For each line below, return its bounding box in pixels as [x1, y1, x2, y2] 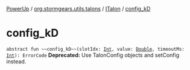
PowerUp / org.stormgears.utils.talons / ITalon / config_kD [6, 5, 151, 12]
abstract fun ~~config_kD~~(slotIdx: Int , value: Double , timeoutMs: [6, 46, 185, 52]
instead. [6, 57, 27, 65]
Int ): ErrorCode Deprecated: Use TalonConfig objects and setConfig [6, 51, 180, 59]
